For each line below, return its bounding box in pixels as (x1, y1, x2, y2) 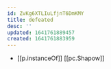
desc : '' (7, 23, 32, 29)
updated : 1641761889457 (7, 29, 75, 36)
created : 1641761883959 (7, 36, 75, 42)
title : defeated (7, 16, 53, 23)
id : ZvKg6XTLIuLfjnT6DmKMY (7, 10, 84, 17)
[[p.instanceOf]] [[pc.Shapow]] (16, 54, 105, 62)
